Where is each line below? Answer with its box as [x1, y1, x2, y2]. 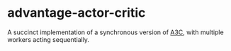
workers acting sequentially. [7, 35, 90, 43]
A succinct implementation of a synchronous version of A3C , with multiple [7, 28, 225, 36]
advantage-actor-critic [7, 5, 146, 21]
